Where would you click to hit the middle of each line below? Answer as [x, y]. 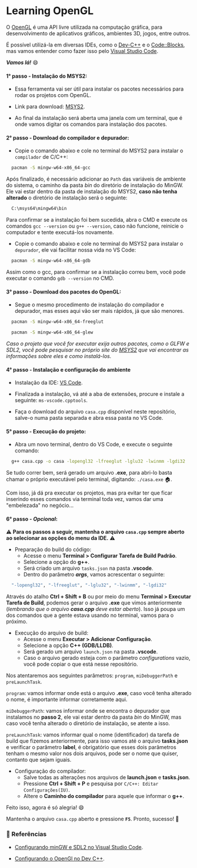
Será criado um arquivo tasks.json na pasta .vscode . [88, 568]
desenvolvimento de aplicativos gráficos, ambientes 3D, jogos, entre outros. [98, 33]
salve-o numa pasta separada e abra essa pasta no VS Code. [89, 418]
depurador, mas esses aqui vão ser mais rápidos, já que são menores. [99, 311]
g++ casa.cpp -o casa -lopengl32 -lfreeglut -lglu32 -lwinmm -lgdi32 [98, 462]
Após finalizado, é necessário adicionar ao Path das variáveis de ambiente [96, 179]
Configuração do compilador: [50, 771]
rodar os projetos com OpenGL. [53, 95]
